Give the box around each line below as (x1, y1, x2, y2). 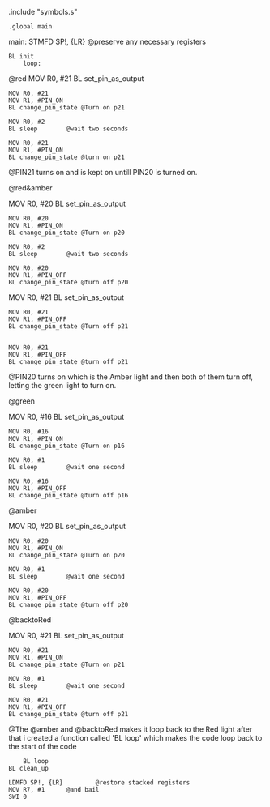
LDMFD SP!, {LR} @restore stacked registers (8, 779, 191, 787)
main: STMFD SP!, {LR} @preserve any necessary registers (8, 36, 207, 46)
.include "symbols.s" (8, 7, 78, 16)
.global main (8, 23, 53, 31)
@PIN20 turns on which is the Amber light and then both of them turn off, (8, 372, 254, 382)
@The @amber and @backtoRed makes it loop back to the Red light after (8, 724, 253, 734)
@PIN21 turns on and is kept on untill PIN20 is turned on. (8, 168, 198, 177)
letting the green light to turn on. (8, 381, 117, 390)
